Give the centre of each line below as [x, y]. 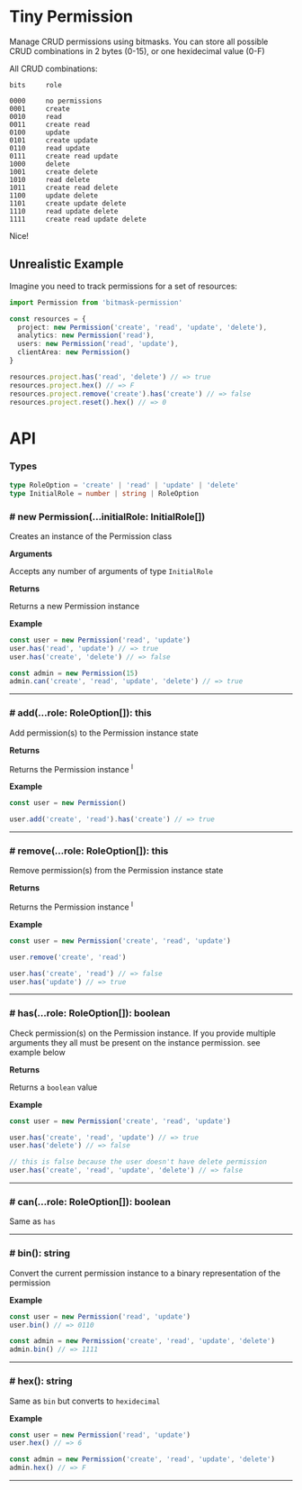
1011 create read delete [64, 187]
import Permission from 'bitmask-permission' [96, 302]
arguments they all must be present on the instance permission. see [135, 1042]
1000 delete [40, 164]
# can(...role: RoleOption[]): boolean [90, 1202]
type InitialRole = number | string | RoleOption [104, 493]
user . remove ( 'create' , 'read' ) [68, 957]
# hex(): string [41, 1381]
